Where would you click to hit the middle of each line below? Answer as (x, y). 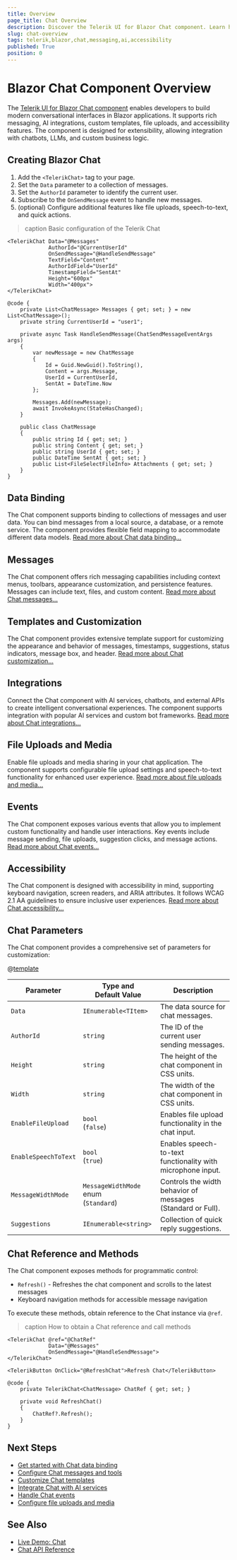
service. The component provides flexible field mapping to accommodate (114, 530)
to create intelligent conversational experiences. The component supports (115, 708)
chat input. (177, 1132)
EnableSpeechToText (43, 1157)
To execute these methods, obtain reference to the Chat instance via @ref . (115, 1313)
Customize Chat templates (56, 1480)
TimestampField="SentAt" (85, 272)
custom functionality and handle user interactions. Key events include (109, 831)
